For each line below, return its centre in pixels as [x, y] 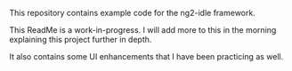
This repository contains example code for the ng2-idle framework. [132, 13]
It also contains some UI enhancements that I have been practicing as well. [146, 56]
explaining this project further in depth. [81, 39]
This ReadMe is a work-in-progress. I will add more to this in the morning [143, 30]
